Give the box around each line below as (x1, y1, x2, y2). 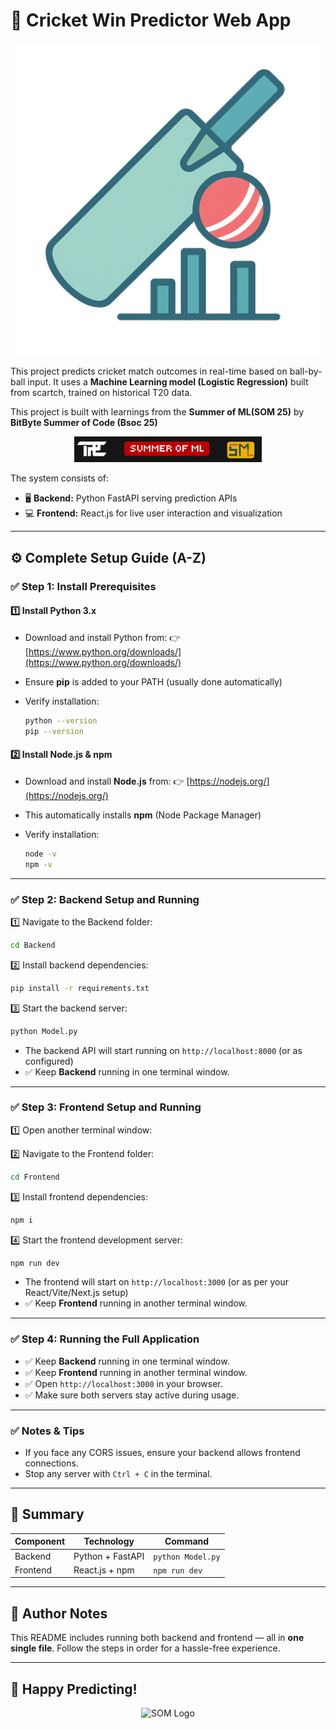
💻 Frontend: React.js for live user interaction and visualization (24, 507, 283, 519)
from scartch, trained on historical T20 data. (10, 386, 193, 398)
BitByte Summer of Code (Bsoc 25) (10, 416, 158, 428)
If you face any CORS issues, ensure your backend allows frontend (24, 1447, 301, 1459)
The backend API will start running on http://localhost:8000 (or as (24, 1044, 303, 1056)
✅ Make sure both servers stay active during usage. (24, 1389, 240, 1401)
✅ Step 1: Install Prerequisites (10, 579, 157, 593)
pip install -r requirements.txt (10, 983, 150, 993)
